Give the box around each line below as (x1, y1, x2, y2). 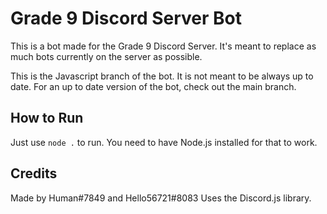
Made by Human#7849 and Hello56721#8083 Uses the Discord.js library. (10, 192, 312, 204)
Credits (10, 165, 58, 182)
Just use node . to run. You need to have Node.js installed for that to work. (10, 136, 318, 148)
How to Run (10, 110, 84, 127)
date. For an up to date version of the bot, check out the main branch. (10, 80, 297, 92)
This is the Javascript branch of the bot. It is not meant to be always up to (10, 70, 314, 82)
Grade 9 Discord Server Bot (10, 7, 243, 30)
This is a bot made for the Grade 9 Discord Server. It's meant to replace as (10, 40, 317, 52)
